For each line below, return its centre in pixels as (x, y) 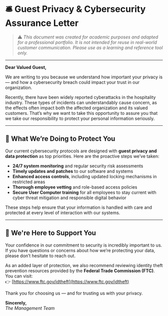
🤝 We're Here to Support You (51, 233)
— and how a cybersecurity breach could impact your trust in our (72, 82)
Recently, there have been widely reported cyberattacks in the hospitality (80, 97)
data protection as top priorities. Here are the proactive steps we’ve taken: (82, 156)
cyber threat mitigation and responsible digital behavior (69, 198)
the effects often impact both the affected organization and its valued (76, 108)
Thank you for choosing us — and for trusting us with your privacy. (74, 293)
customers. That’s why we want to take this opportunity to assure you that (81, 113)
